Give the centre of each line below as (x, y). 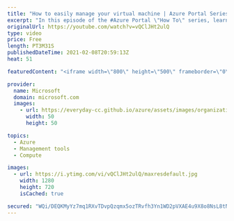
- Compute (28, 155)
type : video (24, 33)
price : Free (24, 40)
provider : (22, 84)
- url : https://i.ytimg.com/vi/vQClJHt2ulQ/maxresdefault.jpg (106, 174)
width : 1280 (37, 181)
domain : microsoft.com (46, 97)
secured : (20, 206)
